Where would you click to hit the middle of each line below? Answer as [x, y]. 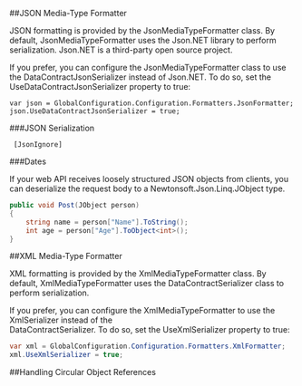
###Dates [28, 161]
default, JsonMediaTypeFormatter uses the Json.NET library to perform [143, 40]
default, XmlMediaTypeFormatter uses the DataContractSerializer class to [146, 284]
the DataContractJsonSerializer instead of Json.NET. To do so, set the [141, 77]
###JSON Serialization [52, 128]
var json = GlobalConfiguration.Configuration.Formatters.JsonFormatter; [152, 103]
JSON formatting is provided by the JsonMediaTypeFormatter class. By [142, 30]
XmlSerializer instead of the [61, 320]
